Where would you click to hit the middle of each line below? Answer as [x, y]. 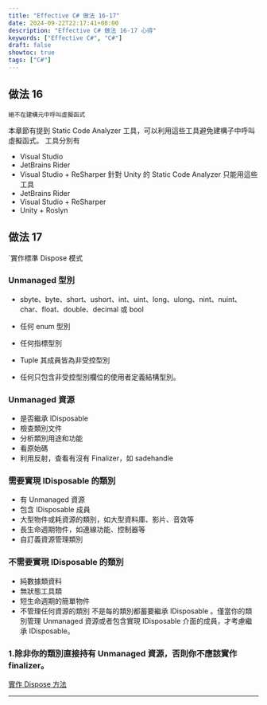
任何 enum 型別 [45, 326]
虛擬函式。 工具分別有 [44, 140]
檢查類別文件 [41, 429]
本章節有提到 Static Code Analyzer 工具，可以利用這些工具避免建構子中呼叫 [132, 130]
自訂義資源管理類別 [51, 539]
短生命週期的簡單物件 [54, 601]
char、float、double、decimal [69, 309]
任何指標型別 [41, 343]
